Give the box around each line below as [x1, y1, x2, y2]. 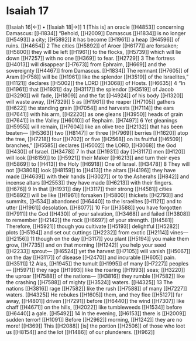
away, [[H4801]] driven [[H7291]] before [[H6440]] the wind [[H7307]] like [6, 297, 185, 304]
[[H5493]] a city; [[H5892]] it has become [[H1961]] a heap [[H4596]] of [6, 36, 180, 43]
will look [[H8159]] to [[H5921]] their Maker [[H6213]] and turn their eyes [6, 154, 180, 161]
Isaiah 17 [6, 4, 49, 18]
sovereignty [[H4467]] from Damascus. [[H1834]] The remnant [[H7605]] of [6, 67, 189, 74]
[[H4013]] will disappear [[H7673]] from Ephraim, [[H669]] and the [6, 60, 167, 68]
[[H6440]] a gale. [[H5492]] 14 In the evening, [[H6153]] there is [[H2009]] [6, 309, 186, 317]
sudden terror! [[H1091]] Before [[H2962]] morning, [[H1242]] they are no [6, 316, 183, 323]
